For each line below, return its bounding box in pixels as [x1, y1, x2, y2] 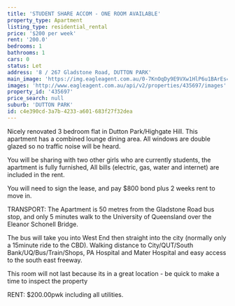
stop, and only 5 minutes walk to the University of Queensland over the [7, 212, 212, 221]
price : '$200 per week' [7, 29, 77, 37]
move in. [7, 191, 32, 200]
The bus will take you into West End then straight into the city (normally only [7, 233, 227, 242]
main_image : [7, 75, 42, 83]
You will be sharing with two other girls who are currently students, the [7, 155, 211, 164]
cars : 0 [7, 56, 30, 63]
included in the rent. [7, 170, 65, 179]
